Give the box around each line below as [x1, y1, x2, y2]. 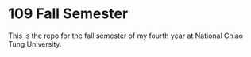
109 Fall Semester [8, 5, 129, 23]
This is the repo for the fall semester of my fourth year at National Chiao [8, 31, 244, 40]
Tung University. [8, 39, 62, 48]
